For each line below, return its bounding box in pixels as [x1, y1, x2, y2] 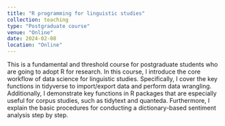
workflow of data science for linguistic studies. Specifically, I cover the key [7, 75, 217, 82]
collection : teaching [7, 16, 69, 23]
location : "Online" [7, 42, 63, 48]
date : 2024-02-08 [7, 35, 57, 42]
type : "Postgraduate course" [7, 22, 90, 29]
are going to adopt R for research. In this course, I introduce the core [7, 67, 201, 76]
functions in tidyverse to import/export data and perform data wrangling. [7, 82, 212, 90]
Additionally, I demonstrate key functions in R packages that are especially [7, 89, 217, 97]
